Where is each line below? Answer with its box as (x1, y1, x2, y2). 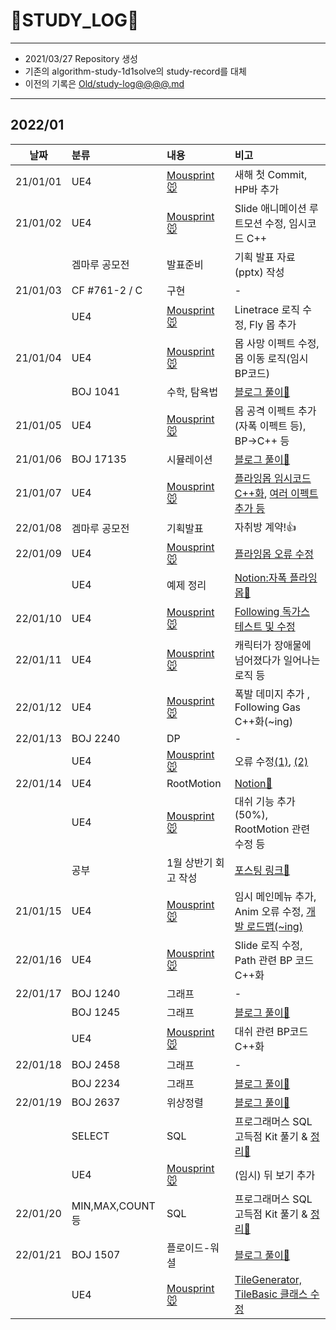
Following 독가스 (234, 604, 310, 618)
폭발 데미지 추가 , (234, 687, 310, 701)
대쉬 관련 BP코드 (234, 1024, 309, 1038)
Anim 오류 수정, (234, 904, 304, 918)
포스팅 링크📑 (234, 863, 291, 877)
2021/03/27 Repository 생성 (24, 52, 138, 64)
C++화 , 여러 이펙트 (234, 486, 319, 500)
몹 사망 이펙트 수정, (234, 336, 320, 350)
